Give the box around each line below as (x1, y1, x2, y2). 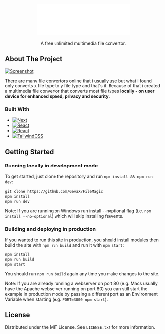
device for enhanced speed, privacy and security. (5, 93, 110, 99)
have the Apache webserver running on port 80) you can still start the (5, 286, 148, 292)
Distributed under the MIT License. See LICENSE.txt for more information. (5, 324, 155, 330)
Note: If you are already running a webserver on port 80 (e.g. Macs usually (5, 280, 158, 287)
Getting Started (5, 147, 54, 156)
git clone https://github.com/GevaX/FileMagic (5, 189, 103, 194)
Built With (5, 106, 30, 113)
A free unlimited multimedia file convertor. (40, 40, 126, 46)
